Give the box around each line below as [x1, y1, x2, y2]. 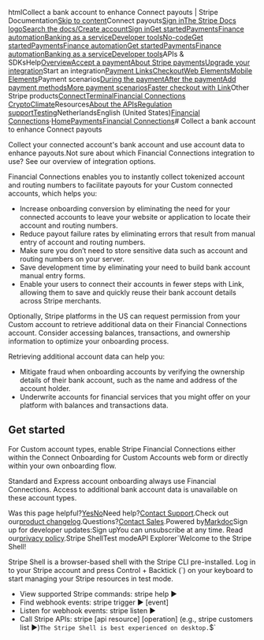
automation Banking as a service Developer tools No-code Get [8, 32, 203, 42]
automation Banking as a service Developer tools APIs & [8, 50, 184, 58]
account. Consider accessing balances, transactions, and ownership [8, 328, 231, 337]
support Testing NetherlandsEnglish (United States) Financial [8, 108, 201, 117]
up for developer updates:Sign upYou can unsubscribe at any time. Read [8, 525, 244, 534]
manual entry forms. [19, 271, 86, 280]
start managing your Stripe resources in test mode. [8, 574, 173, 583]
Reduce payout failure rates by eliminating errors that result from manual [19, 229, 256, 238]
